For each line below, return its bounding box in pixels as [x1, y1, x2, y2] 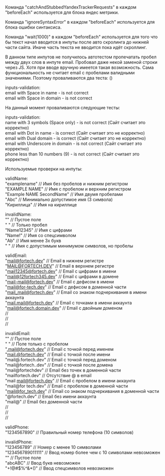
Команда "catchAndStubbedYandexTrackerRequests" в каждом [5, 4, 137, 10]
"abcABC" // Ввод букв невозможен [5, 460, 80, 466]
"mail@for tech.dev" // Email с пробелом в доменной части [5, 383, 128, 389]
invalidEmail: [5, 331, 31, 336]
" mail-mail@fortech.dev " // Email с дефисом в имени [5, 279, 114, 285]
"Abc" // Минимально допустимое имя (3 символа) [5, 196, 113, 202]
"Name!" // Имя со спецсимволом [5, 233, 76, 238]
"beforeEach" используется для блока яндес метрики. [5, 9, 119, 15]
